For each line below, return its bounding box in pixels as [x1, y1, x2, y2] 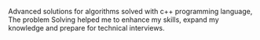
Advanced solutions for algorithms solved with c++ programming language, [8, 7, 253, 16]
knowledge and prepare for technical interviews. [8, 24, 165, 32]
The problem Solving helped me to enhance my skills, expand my [8, 15, 220, 24]
